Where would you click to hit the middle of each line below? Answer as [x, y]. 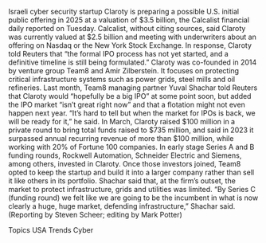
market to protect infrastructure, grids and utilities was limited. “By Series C [132, 189]
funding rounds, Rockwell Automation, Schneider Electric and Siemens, [125, 155]
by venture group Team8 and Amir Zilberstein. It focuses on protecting [124, 71]
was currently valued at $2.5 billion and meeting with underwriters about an [132, 37]
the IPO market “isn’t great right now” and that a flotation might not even [127, 104]
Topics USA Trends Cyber [51, 230]
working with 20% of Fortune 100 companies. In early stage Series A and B [131, 147]
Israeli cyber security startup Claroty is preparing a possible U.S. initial [124, 12]
